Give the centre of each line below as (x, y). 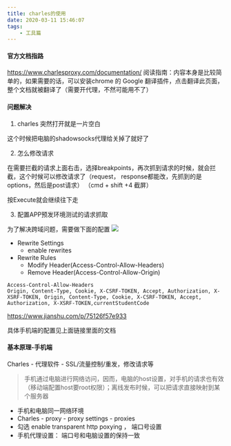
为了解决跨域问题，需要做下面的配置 (59, 229)
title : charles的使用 (37, 13)
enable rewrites (50, 250)
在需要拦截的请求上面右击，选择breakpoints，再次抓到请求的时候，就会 (109, 167)
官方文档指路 (25, 55)
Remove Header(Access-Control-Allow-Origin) (94, 272)
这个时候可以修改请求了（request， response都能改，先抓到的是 (110, 176)
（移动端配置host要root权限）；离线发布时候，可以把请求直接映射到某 (122, 387)
